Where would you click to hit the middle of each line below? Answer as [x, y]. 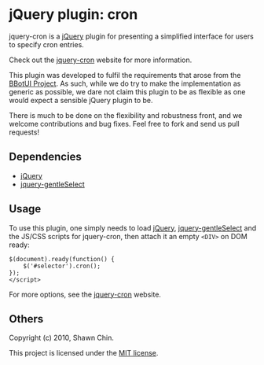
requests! [24, 132]
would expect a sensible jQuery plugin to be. [81, 100]
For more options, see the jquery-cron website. [85, 294]
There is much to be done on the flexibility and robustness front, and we [126, 115]
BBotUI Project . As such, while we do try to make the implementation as [125, 83]
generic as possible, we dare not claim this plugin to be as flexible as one [127, 91]
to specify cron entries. [47, 44]
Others [26, 319]
